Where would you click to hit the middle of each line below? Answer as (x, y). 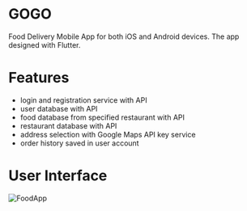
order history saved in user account (79, 143)
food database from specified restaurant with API (102, 117)
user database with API (59, 108)
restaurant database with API (68, 125)
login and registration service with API (83, 100)
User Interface (58, 176)
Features (39, 78)
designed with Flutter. (45, 44)
